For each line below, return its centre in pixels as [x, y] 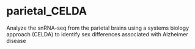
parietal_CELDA [47, 11]
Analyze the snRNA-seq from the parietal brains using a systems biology [98, 28]
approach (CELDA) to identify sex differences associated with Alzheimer [97, 34]
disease [16, 41]
